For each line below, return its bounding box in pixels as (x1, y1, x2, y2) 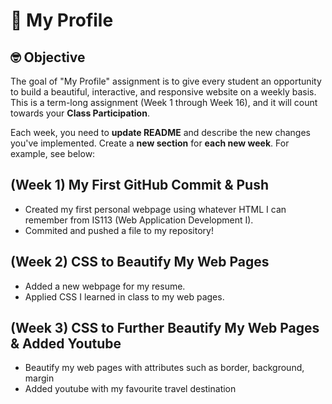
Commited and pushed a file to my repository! (24, 224, 214, 236)
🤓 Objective (10, 49, 86, 66)
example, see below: (10, 148, 96, 159)
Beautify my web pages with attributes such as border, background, (24, 362, 305, 374)
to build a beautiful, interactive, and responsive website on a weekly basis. (10, 86, 317, 98)
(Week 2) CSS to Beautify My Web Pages (10, 254, 270, 271)
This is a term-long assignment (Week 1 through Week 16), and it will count (10, 97, 318, 108)
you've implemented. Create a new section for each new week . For (10, 137, 290, 149)
